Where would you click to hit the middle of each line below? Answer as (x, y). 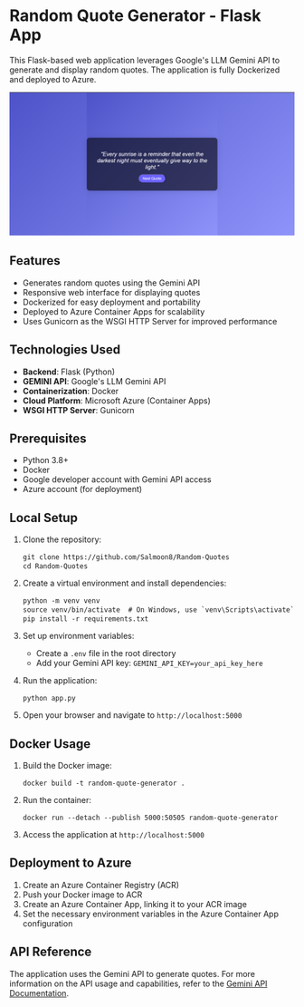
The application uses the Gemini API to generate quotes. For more (133, 973)
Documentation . (39, 992)
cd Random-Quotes (55, 566)
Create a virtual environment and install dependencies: (124, 583)
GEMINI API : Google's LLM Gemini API (94, 381)
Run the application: (60, 681)
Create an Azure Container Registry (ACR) (100, 885)
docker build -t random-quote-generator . (104, 783)
